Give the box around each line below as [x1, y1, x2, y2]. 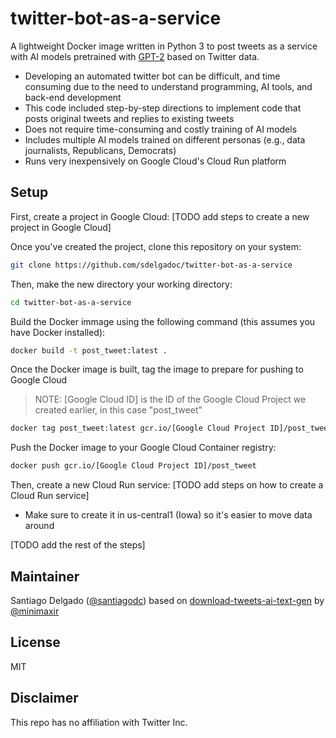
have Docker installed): [10, 326, 106, 338]
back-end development [24, 91, 122, 103]
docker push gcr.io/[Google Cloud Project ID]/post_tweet [10, 461, 257, 471]
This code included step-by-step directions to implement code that [24, 102, 302, 114]
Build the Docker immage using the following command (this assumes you [10, 315, 316, 327]
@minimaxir [10, 605, 60, 617]
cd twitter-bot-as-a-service [10, 297, 132, 307]
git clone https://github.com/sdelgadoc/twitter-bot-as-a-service [10, 260, 293, 270]
